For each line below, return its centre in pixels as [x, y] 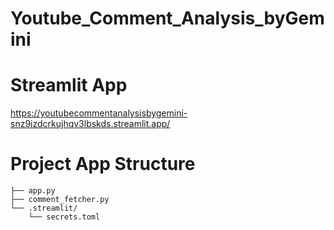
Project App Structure [103, 164]
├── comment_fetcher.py [60, 200]
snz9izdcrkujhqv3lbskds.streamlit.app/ [90, 124]
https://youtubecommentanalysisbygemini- [99, 113]
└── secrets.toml [64, 217]
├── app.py [33, 191]
